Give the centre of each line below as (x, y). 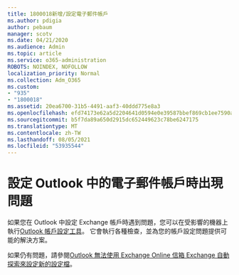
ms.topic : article (34, 54)
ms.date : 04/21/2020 (38, 41)
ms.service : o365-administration (57, 60)
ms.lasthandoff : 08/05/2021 (49, 139)
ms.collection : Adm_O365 (44, 80)
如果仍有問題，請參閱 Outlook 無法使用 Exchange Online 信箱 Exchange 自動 (118, 255)
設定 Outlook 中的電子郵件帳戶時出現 (115, 184)
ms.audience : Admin (36, 47)
